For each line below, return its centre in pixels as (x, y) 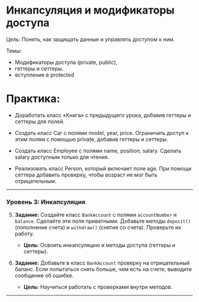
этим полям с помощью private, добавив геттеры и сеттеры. (91, 139)
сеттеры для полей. (40, 121)
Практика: (33, 99)
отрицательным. (36, 181)
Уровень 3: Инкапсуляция (46, 202)
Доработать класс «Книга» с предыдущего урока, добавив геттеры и (103, 115)
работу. (24, 234)
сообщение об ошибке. (44, 275)
